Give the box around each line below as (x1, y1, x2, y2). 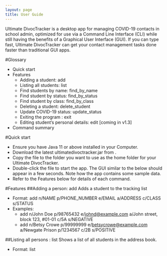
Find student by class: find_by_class (19, 98, 94, 104)
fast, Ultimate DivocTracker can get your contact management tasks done (5, 41, 157, 47)
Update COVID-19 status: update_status (19, 108, 102, 115)
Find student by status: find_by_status (19, 93, 98, 99)
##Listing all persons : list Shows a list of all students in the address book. (5, 237, 157, 243)
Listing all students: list (19, 82, 67, 88)
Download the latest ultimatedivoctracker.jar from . (12, 149, 117, 155)
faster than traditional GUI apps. (5, 47, 71, 53)
